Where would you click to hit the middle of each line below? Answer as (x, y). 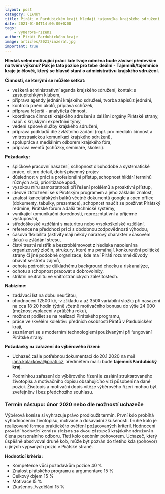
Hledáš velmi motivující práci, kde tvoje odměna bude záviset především (81, 60)
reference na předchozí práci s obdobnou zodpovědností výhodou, (80, 229)
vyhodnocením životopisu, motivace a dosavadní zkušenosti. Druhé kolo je (81, 420)
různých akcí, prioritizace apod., (45, 182)
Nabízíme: (16, 285)
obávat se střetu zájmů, (36, 260)
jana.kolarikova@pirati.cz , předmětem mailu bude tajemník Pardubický (84, 361)
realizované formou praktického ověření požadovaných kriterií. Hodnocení (80, 426)
